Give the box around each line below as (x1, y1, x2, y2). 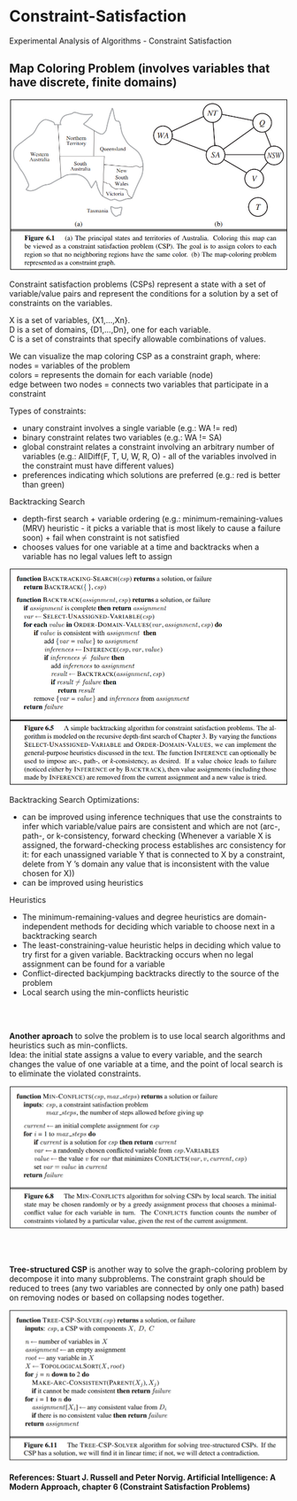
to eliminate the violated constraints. (9, 1068, 141, 1079)
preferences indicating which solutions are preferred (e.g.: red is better (21, 470, 281, 481)
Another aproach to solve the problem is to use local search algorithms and (9, 1030, 286, 1041)
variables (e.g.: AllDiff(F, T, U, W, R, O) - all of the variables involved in (21, 451, 277, 462)
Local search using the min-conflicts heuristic (21, 987, 189, 997)
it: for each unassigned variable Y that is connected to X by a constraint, (21, 849, 286, 859)
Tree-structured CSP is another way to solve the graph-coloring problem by (9, 1264, 288, 1275)
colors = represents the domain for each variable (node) (9, 370, 214, 381)
